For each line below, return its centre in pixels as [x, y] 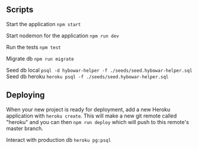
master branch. [25, 128]
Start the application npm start [44, 24]
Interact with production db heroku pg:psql [59, 140]
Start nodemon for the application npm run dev [63, 36]
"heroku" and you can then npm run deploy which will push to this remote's [98, 122]
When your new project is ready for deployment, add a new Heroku [88, 109]
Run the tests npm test [33, 47]
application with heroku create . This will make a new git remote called [92, 116]
